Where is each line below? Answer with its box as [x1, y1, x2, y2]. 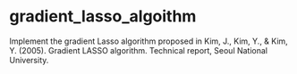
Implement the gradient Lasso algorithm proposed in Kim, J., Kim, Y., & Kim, [9, 36, 288, 46]
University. [9, 54, 49, 65]
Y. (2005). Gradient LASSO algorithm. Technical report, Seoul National [9, 45, 268, 55]
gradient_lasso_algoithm [9, 6, 197, 27]
